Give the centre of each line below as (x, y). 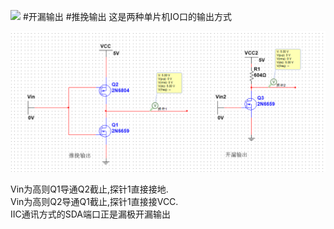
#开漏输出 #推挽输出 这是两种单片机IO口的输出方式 (127, 16)
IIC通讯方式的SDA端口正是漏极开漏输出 (91, 214)
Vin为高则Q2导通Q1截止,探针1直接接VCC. (94, 202)
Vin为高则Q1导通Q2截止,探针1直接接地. (89, 189)
